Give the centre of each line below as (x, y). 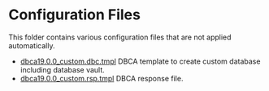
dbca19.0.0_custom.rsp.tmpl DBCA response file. (102, 78)
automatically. (32, 45)
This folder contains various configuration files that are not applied (120, 37)
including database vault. (63, 69)
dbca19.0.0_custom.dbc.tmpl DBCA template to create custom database (140, 61)
